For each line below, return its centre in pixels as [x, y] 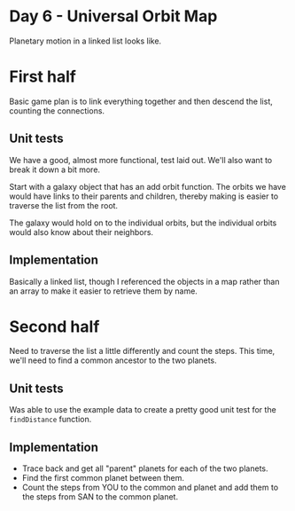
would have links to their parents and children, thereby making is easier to [144, 196]
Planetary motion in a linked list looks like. [85, 41]
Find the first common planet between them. [103, 478]
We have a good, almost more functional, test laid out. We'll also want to [141, 160]
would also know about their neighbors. [81, 232]
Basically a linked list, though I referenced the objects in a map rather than [145, 281]
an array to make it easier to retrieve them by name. [103, 291]
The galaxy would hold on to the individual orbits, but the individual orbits [143, 223]
